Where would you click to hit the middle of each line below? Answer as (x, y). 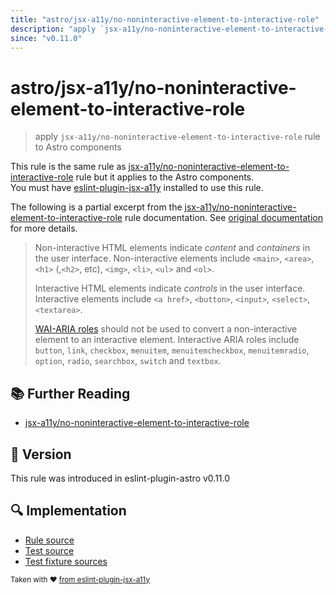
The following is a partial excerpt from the (96, 207)
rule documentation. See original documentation (223, 218)
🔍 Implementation (68, 511)
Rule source (49, 540)
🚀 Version (41, 454)
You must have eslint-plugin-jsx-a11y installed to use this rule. (137, 188)
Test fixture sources (66, 561)
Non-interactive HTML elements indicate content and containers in (172, 248)
